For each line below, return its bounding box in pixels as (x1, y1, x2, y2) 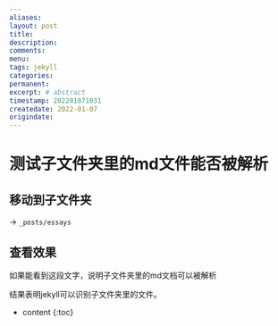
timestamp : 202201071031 (9, 96, 102, 105)
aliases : (9, 13, 42, 22)
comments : (9, 46, 46, 55)
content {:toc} (21, 306, 74, 317)
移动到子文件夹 (9, 192, 92, 207)
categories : (9, 71, 54, 80)
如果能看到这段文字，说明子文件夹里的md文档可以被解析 (9, 270, 217, 280)
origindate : (9, 113, 54, 121)
